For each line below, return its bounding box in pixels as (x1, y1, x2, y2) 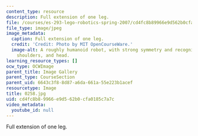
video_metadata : (6, 101, 46, 108)
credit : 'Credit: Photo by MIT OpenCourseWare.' (11, 42, 133, 48)
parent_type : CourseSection (6, 74, 75, 80)
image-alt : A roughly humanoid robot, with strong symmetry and (11, 47, 173, 53)
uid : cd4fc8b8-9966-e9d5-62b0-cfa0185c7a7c (6, 96, 115, 102)
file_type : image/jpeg (6, 25, 62, 31)
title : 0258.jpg (6, 91, 46, 97)
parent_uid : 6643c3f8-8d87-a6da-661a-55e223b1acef (6, 80, 133, 86)
